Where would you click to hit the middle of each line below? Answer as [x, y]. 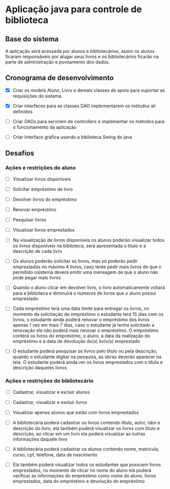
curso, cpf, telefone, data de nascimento [55, 455]
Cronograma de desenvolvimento [60, 78]
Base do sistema [32, 39]
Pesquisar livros [30, 220]
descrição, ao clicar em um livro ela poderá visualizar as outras [79, 434]
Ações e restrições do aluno [41, 168]
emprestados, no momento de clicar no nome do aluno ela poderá [82, 470]
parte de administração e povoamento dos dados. [58, 62]
